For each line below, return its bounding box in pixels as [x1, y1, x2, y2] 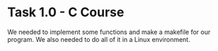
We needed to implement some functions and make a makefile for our [7, 28, 211, 36]
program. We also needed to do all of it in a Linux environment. [7, 35, 190, 43]
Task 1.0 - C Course [7, 4, 125, 21]
